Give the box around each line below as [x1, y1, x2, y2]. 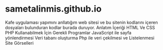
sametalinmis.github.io [5, 3, 102, 15]
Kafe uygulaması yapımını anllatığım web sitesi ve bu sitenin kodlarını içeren [5, 19, 158, 25]
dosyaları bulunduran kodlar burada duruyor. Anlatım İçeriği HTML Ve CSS [5, 24, 156, 30]
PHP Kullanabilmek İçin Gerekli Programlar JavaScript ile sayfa [5, 30, 132, 35]
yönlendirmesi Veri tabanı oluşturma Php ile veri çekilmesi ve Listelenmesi [5, 35, 155, 41]
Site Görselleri [5, 40, 34, 46]
